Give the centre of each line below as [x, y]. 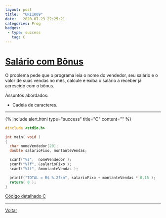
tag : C [19, 37]
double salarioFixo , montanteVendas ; [48, 151]
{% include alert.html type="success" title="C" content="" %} [68, 119]
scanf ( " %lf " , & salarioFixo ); [41, 164]
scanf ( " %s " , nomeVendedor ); [41, 160]
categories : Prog [23, 23]
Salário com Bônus [44, 62]
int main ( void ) [23, 137]
